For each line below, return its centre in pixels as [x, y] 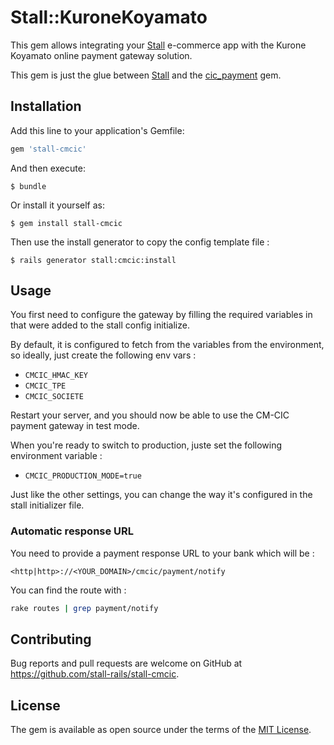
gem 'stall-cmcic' [48, 149]
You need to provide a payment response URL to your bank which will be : [162, 553]
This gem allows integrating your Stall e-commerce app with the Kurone [158, 45]
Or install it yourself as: [57, 205]
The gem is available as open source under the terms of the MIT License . [161, 730]
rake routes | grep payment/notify [84, 608]
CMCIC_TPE [45, 386]
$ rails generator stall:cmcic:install [93, 260]
